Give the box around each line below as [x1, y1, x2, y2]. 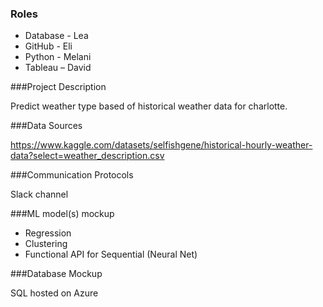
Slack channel [10, 188, 69, 201]
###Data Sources [10, 120, 83, 132]
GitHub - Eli [24, 40, 73, 52]
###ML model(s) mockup [10, 208, 115, 220]
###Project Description [10, 81, 107, 93]
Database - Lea [24, 30, 89, 42]
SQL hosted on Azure [10, 287, 99, 299]
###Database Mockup [10, 268, 103, 280]
